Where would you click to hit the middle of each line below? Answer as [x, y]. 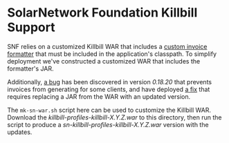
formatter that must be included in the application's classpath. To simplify [112, 54]
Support [31, 27]
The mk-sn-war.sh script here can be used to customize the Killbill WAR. [109, 110]
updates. [20, 132]
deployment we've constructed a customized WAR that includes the [104, 61]
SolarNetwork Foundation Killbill [102, 13]
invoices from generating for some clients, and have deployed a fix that [109, 89]
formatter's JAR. [30, 68]
